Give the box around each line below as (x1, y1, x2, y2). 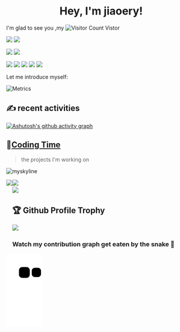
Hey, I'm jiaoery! (59, 4, 143, 18)
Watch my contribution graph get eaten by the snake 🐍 (12, 240, 175, 249)
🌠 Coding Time (6, 140, 61, 150)
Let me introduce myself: (6, 73, 68, 80)
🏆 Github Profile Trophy (12, 205, 105, 215)
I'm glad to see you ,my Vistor (6, 24, 120, 31)
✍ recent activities (6, 103, 80, 113)
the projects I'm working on (20, 156, 89, 163)
